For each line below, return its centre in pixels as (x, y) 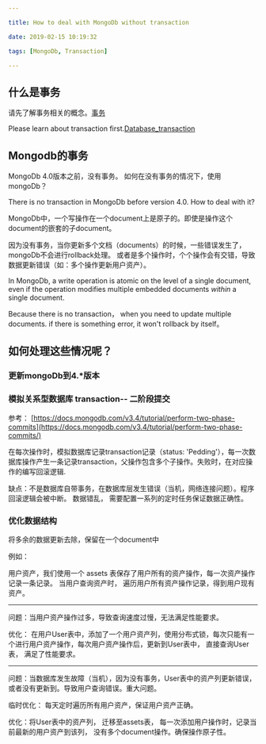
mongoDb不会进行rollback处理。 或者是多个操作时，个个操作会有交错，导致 (132, 255)
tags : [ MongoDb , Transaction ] (58, 51)
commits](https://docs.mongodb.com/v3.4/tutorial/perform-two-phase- (125, 427)
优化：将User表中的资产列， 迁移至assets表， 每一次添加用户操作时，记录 (129, 722)
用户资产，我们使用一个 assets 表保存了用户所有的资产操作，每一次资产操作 (132, 573)
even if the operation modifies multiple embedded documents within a (122, 289)
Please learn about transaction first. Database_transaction (102, 128)
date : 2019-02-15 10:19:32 (53, 36)
